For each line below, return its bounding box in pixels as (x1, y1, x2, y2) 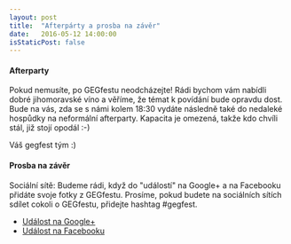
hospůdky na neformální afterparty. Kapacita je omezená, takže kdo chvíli (9, 113, 278, 124)
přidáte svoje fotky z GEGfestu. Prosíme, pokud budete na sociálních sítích (9, 189, 282, 200)
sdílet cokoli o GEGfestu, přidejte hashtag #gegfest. (9, 199, 198, 209)
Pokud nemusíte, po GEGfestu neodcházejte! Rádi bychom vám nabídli (9, 85, 267, 96)
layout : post (9, 12, 58, 22)
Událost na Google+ (21, 216, 96, 226)
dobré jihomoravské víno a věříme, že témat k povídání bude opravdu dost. (9, 94, 283, 105)
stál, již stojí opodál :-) (9, 122, 90, 133)
